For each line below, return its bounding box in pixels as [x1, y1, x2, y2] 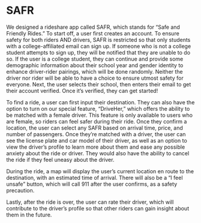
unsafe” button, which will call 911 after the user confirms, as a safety [6, 180, 178, 188]
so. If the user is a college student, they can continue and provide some [6, 55, 184, 62]
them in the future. [6, 211, 52, 218]
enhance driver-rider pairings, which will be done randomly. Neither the [6, 68, 183, 75]
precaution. [6, 186, 35, 194]
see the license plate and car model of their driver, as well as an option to [6, 137, 187, 144]
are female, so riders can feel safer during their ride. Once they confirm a [6, 117, 187, 125]
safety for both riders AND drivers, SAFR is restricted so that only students [6, 36, 191, 43]
